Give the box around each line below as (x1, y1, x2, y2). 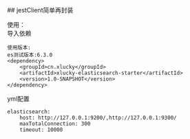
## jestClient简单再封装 (7, 6, 74, 14)
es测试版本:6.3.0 (7, 52, 53, 58)
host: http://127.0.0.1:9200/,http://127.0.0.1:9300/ (19, 114, 177, 121)
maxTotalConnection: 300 (19, 120, 91, 127)
